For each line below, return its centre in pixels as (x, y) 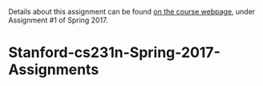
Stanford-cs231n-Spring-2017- (114, 53)
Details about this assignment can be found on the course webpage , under (132, 12)
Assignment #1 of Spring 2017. (58, 20)
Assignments (54, 70)
